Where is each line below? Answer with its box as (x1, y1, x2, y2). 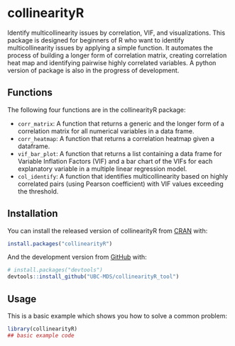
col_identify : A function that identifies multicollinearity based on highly (17, 172, 229, 180)
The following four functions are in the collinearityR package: (7, 105, 186, 114)
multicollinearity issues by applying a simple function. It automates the (7, 43, 213, 52)
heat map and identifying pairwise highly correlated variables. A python (7, 58, 217, 67)
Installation (7, 208, 58, 220)
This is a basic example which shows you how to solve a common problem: (7, 312, 227, 320)
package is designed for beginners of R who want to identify (7, 35, 185, 44)
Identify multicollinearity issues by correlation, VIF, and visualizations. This (7, 28, 226, 37)
